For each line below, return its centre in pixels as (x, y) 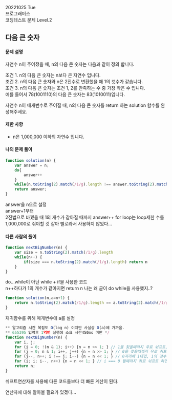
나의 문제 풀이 (19, 149)
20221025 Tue (20, 7)
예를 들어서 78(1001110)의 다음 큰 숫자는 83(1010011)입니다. (65, 94)
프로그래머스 (18, 13)
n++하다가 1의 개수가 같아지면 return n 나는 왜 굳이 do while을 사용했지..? (79, 288)
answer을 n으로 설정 (26, 204)
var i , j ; (25, 342)
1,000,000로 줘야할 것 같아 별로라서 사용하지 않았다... (59, 224)
